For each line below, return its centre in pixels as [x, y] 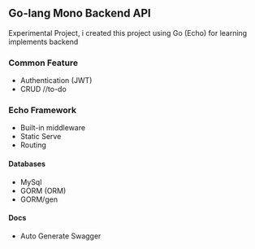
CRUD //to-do [43, 90]
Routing [33, 145]
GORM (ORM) [43, 190]
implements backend [43, 41]
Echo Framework [43, 111]
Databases [27, 164]
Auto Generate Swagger [61, 236]
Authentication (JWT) [56, 81]
